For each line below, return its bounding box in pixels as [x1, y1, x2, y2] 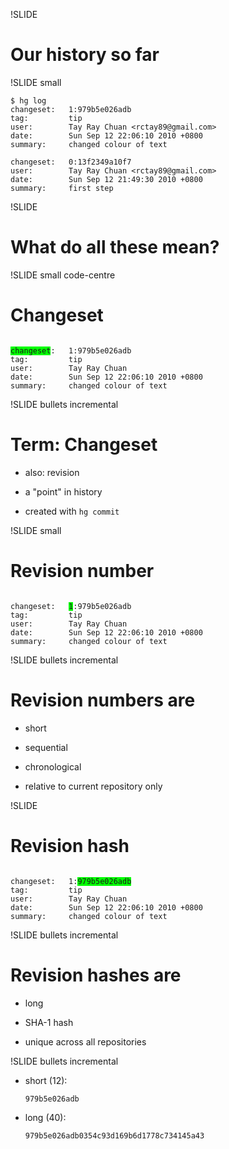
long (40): [24, 1111, 67, 1123]
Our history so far [10, 44, 160, 66]
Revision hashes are [10, 964, 182, 986]
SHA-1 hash [24, 1016, 74, 1028]
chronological [24, 760, 82, 773]
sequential [24, 741, 68, 753]
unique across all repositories [24, 1035, 147, 1048]
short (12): [24, 1074, 68, 1086]
